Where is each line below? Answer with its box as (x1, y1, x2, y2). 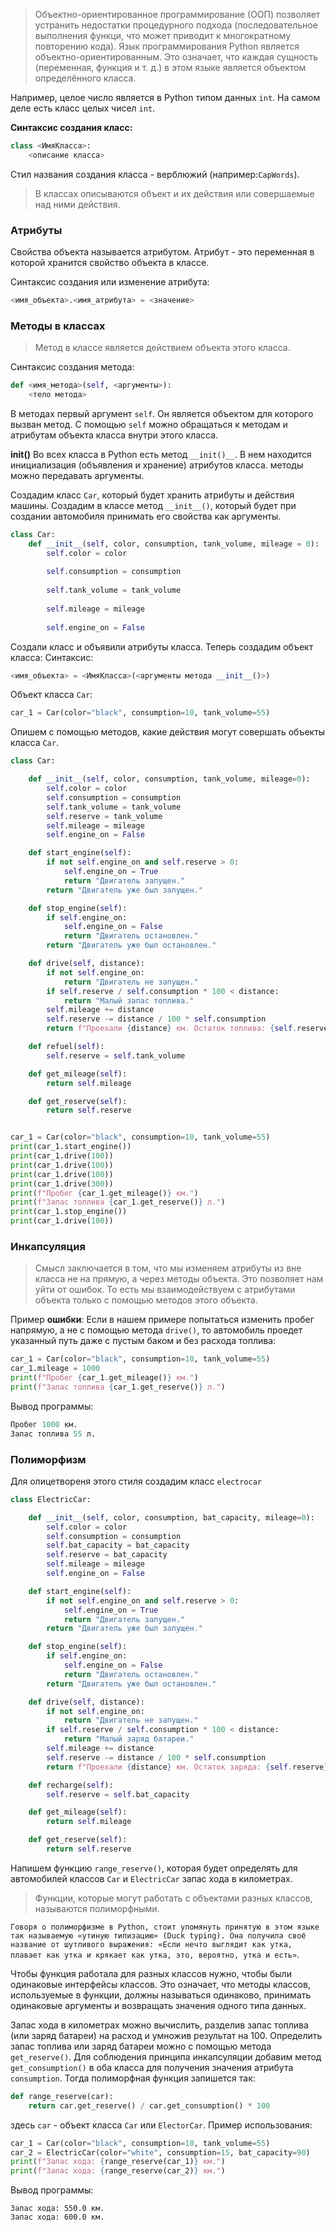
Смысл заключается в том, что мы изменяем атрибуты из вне (34, 1262, 302, 1274)
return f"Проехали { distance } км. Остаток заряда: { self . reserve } (46, 1762, 329, 1772)
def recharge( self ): (28, 1780, 114, 1790)
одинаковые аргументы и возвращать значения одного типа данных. (10, 1999, 307, 2011)
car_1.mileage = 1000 (10, 1364, 101, 1374)
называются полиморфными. (34, 1902, 160, 1914)
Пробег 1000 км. (10, 1419, 78, 1429)
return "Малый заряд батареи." (63, 1734, 195, 1744)
